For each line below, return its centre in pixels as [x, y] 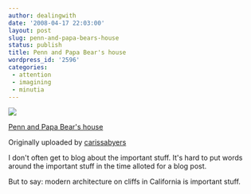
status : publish [35, 45]
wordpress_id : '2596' [44, 60]
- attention [31, 75]
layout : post [30, 30]
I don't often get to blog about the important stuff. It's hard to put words [125, 158]
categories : [28, 68]
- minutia [28, 89]
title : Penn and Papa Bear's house [67, 52]
